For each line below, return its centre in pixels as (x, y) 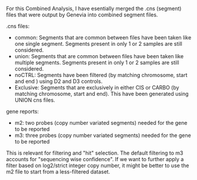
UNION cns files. (35, 100)
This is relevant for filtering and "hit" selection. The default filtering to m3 (95, 153)
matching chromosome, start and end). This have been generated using (102, 94)
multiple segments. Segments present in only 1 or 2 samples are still (97, 62)
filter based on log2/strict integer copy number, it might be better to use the (98, 165)
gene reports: (23, 111)
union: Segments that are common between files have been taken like (99, 56)
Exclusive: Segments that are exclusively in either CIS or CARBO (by (97, 87)
